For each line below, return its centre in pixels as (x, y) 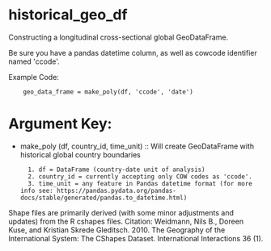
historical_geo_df (68, 15)
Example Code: (34, 77)
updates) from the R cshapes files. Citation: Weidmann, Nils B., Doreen (126, 221)
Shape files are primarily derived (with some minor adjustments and (121, 212)
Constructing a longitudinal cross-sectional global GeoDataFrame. (119, 37)
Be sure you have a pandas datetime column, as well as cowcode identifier (133, 52)
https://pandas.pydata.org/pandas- (116, 190)
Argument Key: (60, 124)
